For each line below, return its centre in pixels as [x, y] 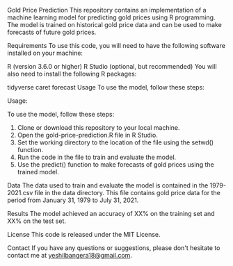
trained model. [38, 172]
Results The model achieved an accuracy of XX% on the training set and [111, 214]
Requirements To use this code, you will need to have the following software [116, 45]
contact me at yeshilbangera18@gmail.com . [70, 255]
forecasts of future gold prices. [52, 32]
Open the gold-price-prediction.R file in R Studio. [87, 135]
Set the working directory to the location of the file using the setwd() [115, 142]
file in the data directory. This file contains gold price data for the [127, 193]
